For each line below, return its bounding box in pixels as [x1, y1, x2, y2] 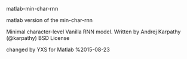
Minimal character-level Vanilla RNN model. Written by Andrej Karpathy [6, 28, 181, 35]
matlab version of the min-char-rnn [6, 17, 93, 23]
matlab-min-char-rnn [6, 5, 59, 12]
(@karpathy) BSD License [6, 35, 70, 41]
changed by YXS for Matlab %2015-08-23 [6, 46, 111, 53]
